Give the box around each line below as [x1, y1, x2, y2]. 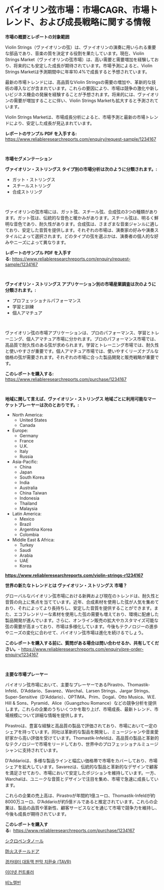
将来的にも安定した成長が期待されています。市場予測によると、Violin [13, 62, 153, 69]
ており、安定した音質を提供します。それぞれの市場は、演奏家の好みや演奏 [5, 227, 155, 233]
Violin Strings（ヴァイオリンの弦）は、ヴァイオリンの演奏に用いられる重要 [5, 44, 157, 50]
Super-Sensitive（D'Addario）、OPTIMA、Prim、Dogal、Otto [5, 694, 127, 700]
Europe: [12, 427, 28, 433]
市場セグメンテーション [5, 155, 52, 162]
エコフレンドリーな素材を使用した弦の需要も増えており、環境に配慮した [13, 611, 159, 617]
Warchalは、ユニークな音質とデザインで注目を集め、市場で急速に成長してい [5, 776, 159, 782]
